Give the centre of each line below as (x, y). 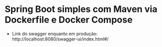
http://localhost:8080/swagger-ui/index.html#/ (60, 39)
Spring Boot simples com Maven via (81, 9)
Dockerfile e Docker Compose (69, 20)
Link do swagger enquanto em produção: (55, 33)
